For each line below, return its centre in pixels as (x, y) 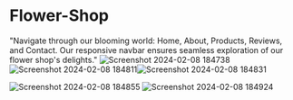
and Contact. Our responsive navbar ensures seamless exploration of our (146, 50)
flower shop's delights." (54, 59)
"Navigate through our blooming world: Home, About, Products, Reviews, (146, 41)
